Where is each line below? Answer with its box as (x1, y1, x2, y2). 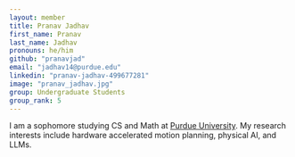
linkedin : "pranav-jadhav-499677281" (9, 71, 150, 80)
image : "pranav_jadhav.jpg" (9, 79, 114, 88)
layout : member (9, 12, 66, 22)
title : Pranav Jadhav (9, 21, 90, 30)
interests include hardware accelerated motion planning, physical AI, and (9, 130, 277, 141)
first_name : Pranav (9, 29, 82, 38)
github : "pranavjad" (9, 54, 86, 63)
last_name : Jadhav (9, 37, 78, 47)
